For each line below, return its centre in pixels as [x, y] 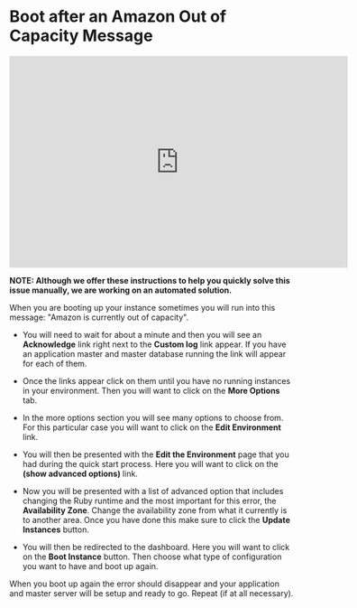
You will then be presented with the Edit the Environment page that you [156, 454]
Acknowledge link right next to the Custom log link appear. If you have [154, 344]
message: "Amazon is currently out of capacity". [99, 317]
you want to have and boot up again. [90, 566]
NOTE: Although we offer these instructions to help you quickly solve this [150, 280]
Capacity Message [81, 36]
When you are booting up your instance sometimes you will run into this [142, 307]
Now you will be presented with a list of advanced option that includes [153, 491]
